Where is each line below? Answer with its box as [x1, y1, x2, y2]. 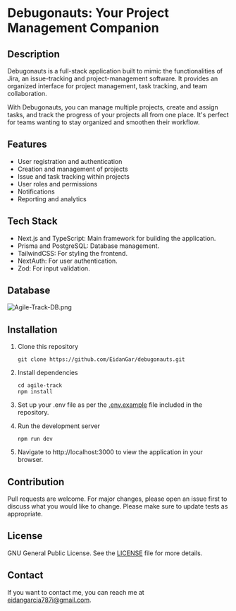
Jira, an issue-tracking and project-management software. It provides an [7, 74, 218, 83]
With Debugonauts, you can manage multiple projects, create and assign [7, 103, 218, 111]
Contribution [7, 475, 65, 488]
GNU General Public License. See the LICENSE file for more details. [7, 549, 203, 557]
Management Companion [7, 20, 160, 36]
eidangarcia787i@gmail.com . [7, 595, 92, 604]
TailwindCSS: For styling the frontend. [17, 249, 128, 257]
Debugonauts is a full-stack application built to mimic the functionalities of [7, 67, 223, 75]
